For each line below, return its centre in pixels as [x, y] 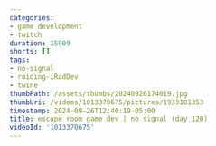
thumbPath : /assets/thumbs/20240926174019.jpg [99, 93]
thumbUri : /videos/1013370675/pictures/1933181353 [107, 102]
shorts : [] [30, 52]
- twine [24, 85]
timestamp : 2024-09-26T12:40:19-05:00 [82, 111]
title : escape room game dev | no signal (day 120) [108, 119]
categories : [32, 18]
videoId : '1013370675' [52, 128]
